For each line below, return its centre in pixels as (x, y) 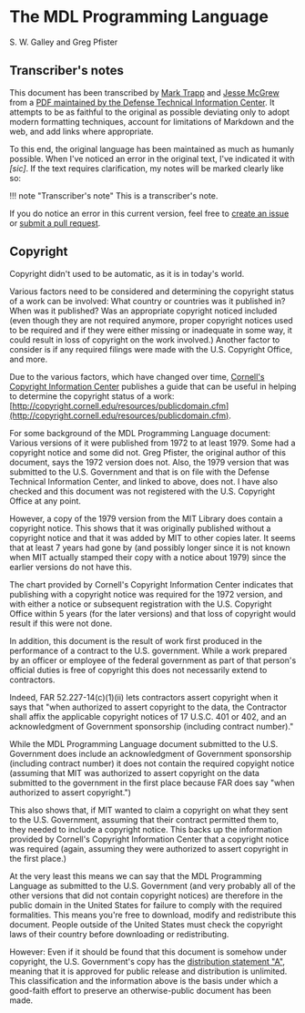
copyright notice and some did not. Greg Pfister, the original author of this (148, 452)
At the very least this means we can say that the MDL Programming (136, 875)
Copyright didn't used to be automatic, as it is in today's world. (127, 273)
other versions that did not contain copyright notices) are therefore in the (147, 895)
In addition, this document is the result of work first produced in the (136, 640)
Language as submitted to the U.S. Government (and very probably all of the (152, 885)
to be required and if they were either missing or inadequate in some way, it (151, 330)
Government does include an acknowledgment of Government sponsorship (151, 753)
